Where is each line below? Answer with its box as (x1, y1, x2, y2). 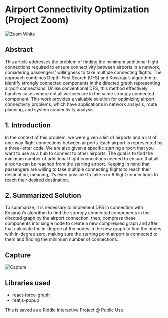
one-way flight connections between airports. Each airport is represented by (5, 139, 163, 146)
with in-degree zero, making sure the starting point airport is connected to (5, 231, 158, 237)
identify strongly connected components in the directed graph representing (5, 80, 161, 86)
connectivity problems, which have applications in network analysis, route (5, 101, 157, 107)
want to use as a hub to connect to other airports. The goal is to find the (5, 150, 153, 156)
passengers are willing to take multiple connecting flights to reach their (5, 166, 151, 172)
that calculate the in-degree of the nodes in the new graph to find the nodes (5, 226, 162, 232)
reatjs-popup (12, 297, 40, 303)
